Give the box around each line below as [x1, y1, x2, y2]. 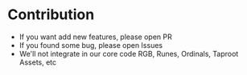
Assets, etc [19, 57, 57, 67]
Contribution [7, 6, 95, 24]
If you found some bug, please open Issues [19, 40, 163, 49]
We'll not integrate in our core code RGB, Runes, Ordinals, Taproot [19, 49, 239, 58]
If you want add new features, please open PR [19, 32, 172, 41]
